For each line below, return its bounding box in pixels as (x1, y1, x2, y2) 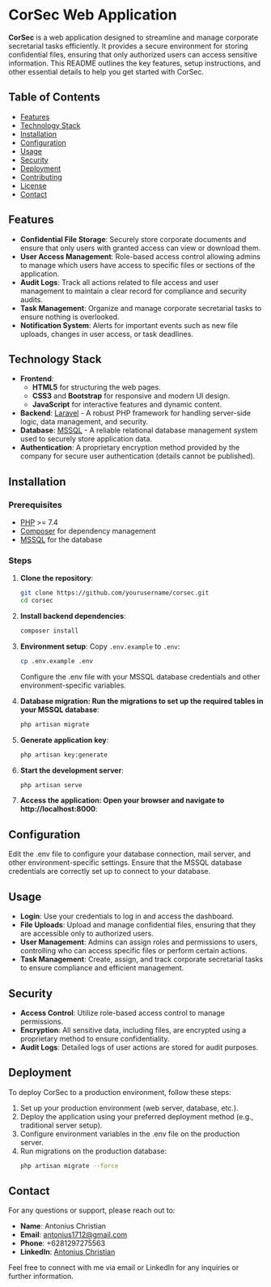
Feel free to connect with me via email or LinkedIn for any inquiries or (8, 1263, 239, 1272)
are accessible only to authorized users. (19, 929, 154, 939)
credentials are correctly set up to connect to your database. (8, 867, 211, 876)
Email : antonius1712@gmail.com (19, 1229, 128, 1240)
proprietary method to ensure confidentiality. (19, 1033, 170, 1043)
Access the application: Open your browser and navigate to (19, 795, 225, 805)
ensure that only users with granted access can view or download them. (19, 243, 261, 253)
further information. (8, 1272, 74, 1281)
